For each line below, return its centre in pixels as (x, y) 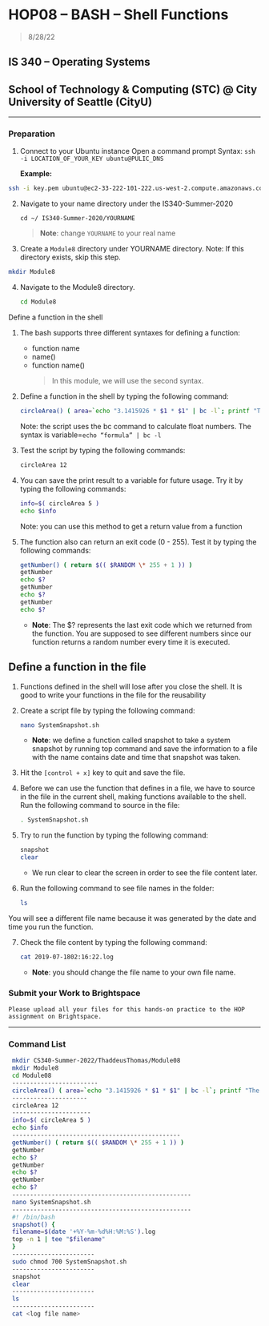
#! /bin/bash (34, 1217)
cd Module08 (32, 1076)
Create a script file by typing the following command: (107, 710)
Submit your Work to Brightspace (74, 993)
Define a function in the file (77, 667)
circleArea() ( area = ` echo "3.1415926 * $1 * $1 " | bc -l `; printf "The (136, 1091)
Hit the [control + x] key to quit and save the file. (102, 773)
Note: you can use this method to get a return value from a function (131, 526)
